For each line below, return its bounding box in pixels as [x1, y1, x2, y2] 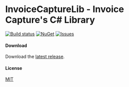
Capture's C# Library [5, 14, 95, 26]
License [5, 65, 23, 71]
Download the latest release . [5, 54, 65, 60]
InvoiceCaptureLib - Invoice [5, 4, 124, 15]
